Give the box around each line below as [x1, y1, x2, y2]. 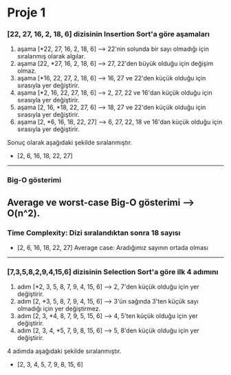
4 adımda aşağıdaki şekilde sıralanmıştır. [7, 347, 122, 355]
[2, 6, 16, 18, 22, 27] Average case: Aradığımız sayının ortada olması [16, 244, 208, 252]
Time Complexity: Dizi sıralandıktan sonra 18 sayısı [7, 228, 181, 238]
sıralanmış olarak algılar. [16, 52, 86, 60]
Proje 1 [7, 5, 46, 21]
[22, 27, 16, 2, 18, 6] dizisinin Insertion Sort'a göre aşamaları [7, 30, 210, 39]
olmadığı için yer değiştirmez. [16, 304, 101, 313]
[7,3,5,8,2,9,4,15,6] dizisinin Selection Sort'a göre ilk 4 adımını [7, 267, 219, 277]
